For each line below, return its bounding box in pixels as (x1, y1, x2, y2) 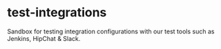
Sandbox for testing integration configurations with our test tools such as (7, 27, 215, 35)
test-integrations (7, 5, 107, 20)
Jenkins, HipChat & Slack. (7, 34, 81, 42)
